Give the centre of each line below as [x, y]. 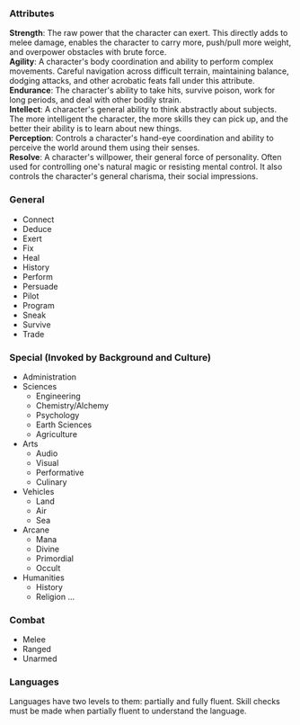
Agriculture [57, 434]
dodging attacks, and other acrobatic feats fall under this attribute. [132, 81]
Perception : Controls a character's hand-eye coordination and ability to [141, 139]
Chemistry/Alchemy [72, 405]
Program [39, 305]
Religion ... [55, 596]
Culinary [51, 482]
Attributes [32, 13]
